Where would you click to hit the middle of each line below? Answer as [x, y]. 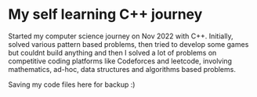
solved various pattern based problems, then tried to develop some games [128, 44]
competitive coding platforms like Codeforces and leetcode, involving [120, 61]
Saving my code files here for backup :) [72, 84]
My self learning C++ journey [105, 14]
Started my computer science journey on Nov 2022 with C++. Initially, [121, 36]
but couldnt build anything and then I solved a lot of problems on [112, 52]
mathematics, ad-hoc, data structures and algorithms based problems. [122, 69]
